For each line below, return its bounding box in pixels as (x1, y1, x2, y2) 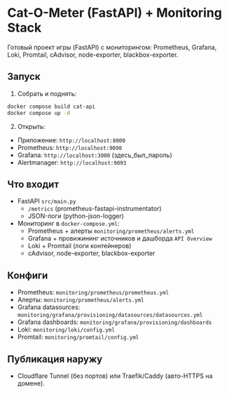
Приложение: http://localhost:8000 (17, 135, 126, 144)
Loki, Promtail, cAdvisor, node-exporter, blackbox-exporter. (7, 50, 179, 59)
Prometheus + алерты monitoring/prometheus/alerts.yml (27, 226, 195, 236)
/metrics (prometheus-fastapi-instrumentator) (27, 205, 162, 213)
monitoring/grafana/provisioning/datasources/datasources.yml (17, 312, 203, 319)
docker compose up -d (7, 109, 71, 116)
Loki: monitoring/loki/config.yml (17, 325, 116, 334)
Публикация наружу (7, 353, 103, 365)
